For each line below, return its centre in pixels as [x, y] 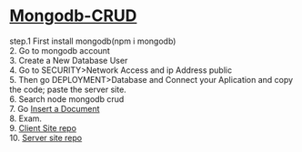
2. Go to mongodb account [60, 50]
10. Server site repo [46, 137]
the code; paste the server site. [68, 89]
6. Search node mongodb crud [67, 99]
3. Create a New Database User [69, 60]
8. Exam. [26, 118]
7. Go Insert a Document [55, 108]
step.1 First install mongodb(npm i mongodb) [93, 41]
